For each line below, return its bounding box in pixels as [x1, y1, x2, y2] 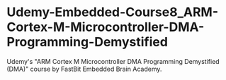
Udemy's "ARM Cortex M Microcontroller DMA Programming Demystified [6, 57, 220, 65]
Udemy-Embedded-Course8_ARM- [6, 4, 219, 20]
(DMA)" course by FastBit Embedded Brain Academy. [6, 65, 162, 73]
